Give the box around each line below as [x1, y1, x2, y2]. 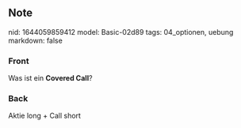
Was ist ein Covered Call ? [8, 73, 93, 83]
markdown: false [8, 36, 63, 45]
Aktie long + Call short [8, 111, 82, 121]
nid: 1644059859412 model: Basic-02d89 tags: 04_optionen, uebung [8, 27, 234, 36]
